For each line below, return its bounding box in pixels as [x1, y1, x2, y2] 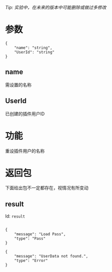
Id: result [5, 213, 25, 219]
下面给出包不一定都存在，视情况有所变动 [5, 185, 88, 191]
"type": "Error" [14, 258, 48, 263]
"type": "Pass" [14, 236, 46, 241]
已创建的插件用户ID [5, 110, 45, 117]
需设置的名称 [5, 82, 31, 88]
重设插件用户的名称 [5, 148, 45, 154]
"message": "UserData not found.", [14, 254, 88, 259]
